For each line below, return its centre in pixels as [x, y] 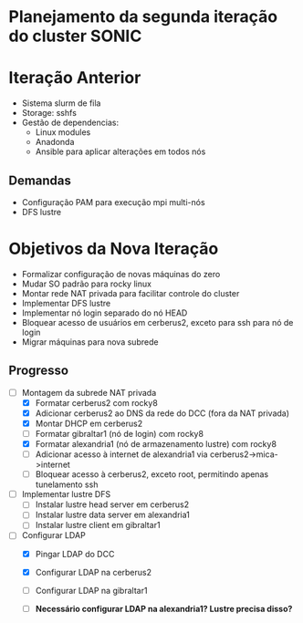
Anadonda [55, 142]
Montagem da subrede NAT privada [89, 392]
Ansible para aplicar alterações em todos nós [120, 151]
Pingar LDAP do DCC [75, 554]
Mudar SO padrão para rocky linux [87, 284]
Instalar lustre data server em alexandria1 [113, 515]
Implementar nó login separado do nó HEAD [104, 313]
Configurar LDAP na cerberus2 [94, 572]
